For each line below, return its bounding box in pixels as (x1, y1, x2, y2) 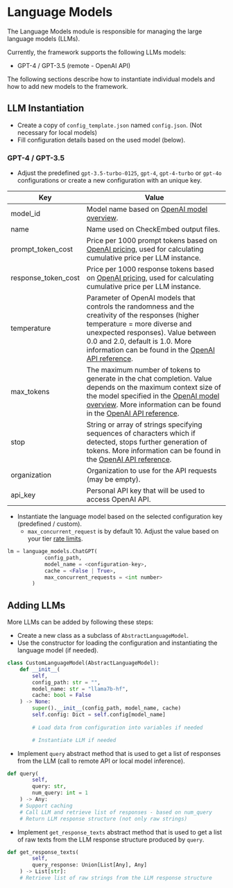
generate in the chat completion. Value (86, 374, 213, 384)
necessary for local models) (17, 128, 98, 136)
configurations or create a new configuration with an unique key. (17, 176, 202, 185)
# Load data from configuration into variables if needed (32, 724, 203, 731)
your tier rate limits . (27, 534, 83, 543)
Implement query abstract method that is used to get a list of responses (17, 749, 221, 757)
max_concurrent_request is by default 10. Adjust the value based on (27, 527, 219, 536)
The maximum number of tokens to (86, 365, 201, 375)
